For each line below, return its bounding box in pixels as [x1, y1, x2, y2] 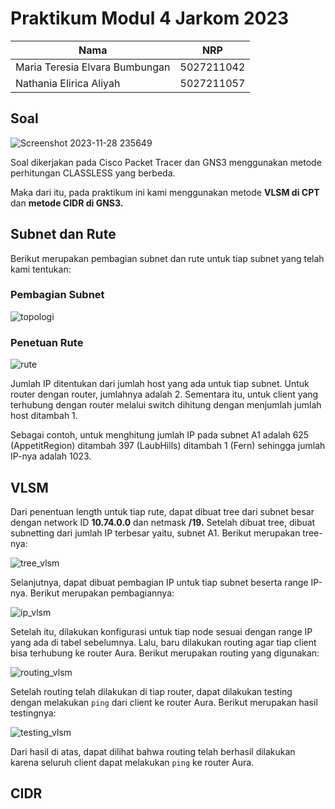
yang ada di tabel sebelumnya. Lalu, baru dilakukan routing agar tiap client [10, 636, 317, 648]
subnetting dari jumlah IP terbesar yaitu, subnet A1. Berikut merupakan [10, 527, 301, 539]
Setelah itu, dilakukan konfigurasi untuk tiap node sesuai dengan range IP [10, 625, 313, 637]
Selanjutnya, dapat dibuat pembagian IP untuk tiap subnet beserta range [10, 576, 309, 588]
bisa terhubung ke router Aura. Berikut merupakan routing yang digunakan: [10, 647, 320, 659]
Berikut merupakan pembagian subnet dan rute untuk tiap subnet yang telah [10, 252, 325, 264]
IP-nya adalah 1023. [10, 450, 92, 462]
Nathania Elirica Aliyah [15, 76, 121, 90]
